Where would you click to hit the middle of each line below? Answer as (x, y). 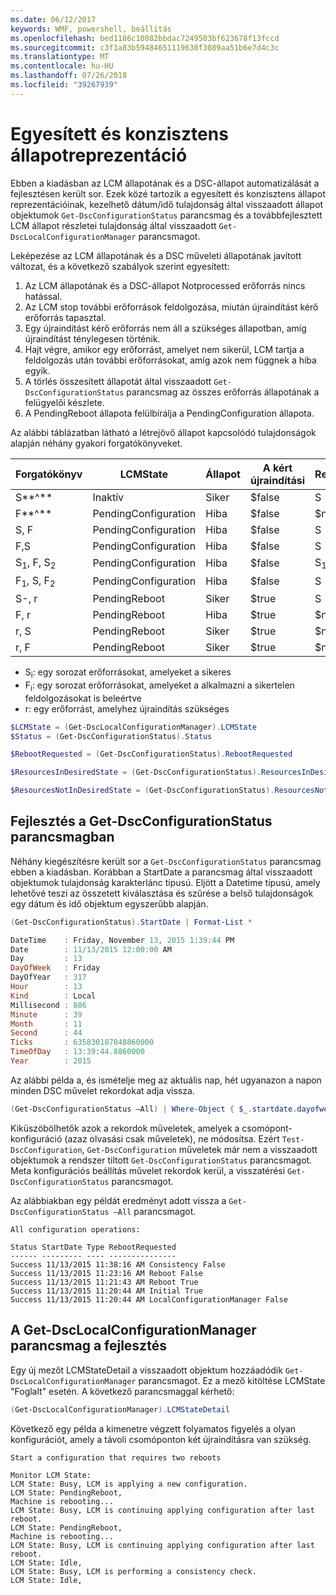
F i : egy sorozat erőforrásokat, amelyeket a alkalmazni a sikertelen (159, 686)
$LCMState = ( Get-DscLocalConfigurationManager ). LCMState (133, 727)
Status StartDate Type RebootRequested (93, 1247)
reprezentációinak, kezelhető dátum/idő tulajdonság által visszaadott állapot (167, 204)
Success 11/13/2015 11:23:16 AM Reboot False (106, 1273)
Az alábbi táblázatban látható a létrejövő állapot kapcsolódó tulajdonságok (163, 432)
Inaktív (108, 497)
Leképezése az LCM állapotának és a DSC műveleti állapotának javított (156, 255)
